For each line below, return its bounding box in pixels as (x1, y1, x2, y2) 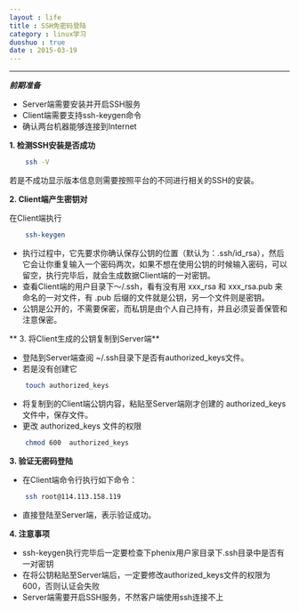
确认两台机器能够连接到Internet (21, 121, 137, 132)
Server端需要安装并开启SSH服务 (21, 99, 141, 109)
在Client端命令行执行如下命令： (21, 474, 138, 485)
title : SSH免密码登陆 (9, 21, 87, 30)
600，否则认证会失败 (21, 580, 101, 591)
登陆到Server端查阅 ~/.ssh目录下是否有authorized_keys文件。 (21, 352, 249, 363)
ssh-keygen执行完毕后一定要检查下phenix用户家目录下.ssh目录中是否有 (21, 547, 285, 558)
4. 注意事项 (9, 528, 51, 539)
